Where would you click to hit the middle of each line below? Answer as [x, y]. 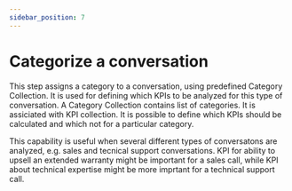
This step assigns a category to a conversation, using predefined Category [146, 86]
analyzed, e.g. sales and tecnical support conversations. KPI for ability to [142, 150]
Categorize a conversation [109, 61]
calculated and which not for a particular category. [102, 123]
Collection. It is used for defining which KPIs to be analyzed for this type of [146, 95]
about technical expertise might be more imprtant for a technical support [142, 169]
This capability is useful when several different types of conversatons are [143, 141]
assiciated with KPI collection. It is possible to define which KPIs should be [146, 114]
